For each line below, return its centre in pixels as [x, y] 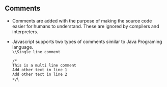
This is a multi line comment [44, 65]
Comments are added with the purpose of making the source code [82, 20]
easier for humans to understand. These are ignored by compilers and [86, 26]
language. [23, 47]
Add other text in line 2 [39, 74]
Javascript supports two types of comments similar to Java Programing [87, 41]
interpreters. [25, 31]
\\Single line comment [36, 52]
